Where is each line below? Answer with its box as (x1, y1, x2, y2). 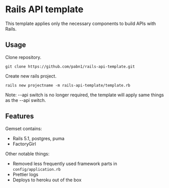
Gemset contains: (5, 125, 42, 131)
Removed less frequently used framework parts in (12, 160, 118, 167)
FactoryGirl (12, 141, 37, 147)
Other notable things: (5, 150, 50, 156)
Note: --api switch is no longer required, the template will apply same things (5, 92, 164, 98)
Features (5, 112, 34, 121)
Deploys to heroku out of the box (12, 177, 82, 183)
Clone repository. (5, 54, 42, 60)
